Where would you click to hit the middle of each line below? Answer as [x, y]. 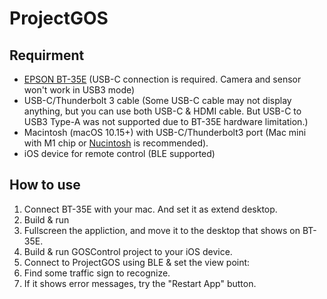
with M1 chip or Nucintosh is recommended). [116, 143]
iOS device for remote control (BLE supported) [119, 153]
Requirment [47, 55]
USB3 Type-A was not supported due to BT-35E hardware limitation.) [166, 121]
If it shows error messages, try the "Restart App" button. [140, 283]
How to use [45, 185]
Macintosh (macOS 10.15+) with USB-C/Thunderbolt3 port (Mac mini [165, 132]
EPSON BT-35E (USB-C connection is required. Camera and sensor [162, 79]
